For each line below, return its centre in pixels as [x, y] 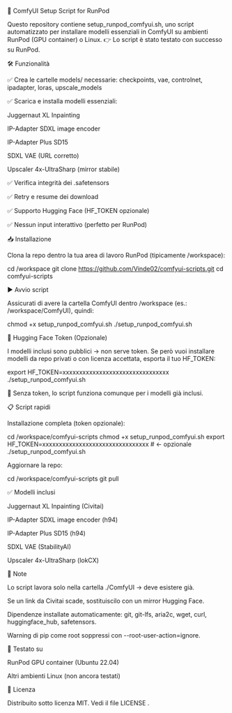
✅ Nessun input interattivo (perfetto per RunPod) [77, 225]
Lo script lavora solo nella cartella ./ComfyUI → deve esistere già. [101, 587]
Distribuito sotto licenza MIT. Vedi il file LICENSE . [78, 703]
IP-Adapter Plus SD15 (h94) [46, 533]
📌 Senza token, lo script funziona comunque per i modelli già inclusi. [105, 393]
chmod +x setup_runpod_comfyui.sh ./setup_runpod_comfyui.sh [100, 324]
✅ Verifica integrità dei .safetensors [58, 183]
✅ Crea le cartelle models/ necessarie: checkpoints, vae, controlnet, [105, 80]
